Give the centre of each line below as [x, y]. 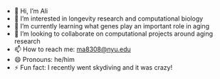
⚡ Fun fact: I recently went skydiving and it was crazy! [93, 67]
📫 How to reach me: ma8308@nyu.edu [73, 49]
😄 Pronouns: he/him [44, 59]
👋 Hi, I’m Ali [31, 11]
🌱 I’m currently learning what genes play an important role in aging [112, 26]
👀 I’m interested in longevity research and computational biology [109, 19]
